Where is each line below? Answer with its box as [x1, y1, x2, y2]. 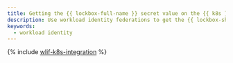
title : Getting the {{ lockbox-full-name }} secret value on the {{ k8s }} [7, 10, 231, 17]
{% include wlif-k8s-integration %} [7, 48, 107, 56]
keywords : [7, 23, 36, 29]
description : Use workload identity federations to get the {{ [7, 16, 194, 23]
